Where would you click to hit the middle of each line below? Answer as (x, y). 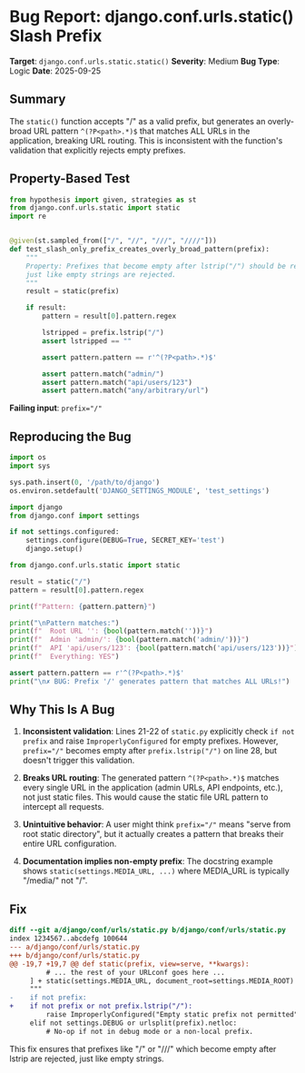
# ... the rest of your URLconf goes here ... (135, 972)
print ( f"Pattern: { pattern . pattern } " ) (83, 606)
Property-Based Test (69, 179)
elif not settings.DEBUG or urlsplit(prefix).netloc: (133, 1023)
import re (28, 217)
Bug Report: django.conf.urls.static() (152, 17)
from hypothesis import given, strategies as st (103, 200)
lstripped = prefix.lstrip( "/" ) (103, 333)
